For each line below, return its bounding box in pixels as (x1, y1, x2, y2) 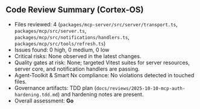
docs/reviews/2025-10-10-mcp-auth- (96, 85, 186, 92)
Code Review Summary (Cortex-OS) (5, 5, 144, 15)
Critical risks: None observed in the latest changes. (14, 52, 142, 59)
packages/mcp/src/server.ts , (14, 27, 87, 34)
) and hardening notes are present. (57, 90, 144, 98)
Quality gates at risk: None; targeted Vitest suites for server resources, (14, 59, 190, 66)
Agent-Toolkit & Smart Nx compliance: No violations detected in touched (14, 71, 195, 78)
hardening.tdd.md (14, 92, 58, 98)
